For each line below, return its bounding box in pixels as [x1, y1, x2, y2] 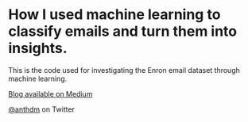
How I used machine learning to [8, 6, 221, 24]
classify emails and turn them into [8, 22, 237, 40]
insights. [8, 40, 68, 57]
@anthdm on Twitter [8, 105, 76, 114]
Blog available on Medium [8, 89, 93, 98]
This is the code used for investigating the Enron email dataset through [8, 65, 241, 74]
